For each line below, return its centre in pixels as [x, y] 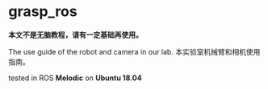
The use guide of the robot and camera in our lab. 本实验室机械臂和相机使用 [134, 51]
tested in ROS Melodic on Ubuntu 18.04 [75, 78]
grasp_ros [43, 12]
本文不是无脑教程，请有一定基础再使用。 [75, 34]
